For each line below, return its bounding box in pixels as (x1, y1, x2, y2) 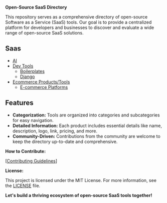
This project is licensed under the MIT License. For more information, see (5, 177, 157, 183)
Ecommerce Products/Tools (12, 78, 70, 84)
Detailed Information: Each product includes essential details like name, (12, 122, 162, 128)
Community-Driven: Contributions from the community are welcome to (12, 133, 160, 139)
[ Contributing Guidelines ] (5, 157, 58, 164)
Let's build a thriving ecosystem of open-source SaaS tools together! (5, 192, 152, 198)
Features (5, 98, 34, 107)
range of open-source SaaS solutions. (5, 30, 84, 35)
